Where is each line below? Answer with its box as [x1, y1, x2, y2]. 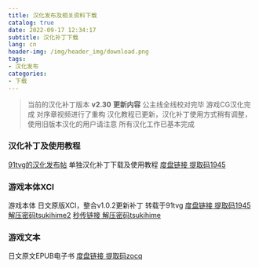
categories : [8, 70, 47, 78]
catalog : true [8, 19, 55, 27]
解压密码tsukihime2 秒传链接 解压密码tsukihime [8, 211, 161, 220]
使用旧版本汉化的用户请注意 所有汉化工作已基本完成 [27, 119, 195, 129]
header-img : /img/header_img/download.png [8, 48, 149, 56]
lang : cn [8, 41, 37, 49]
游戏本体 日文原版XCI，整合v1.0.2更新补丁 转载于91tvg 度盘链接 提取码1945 [8, 201, 251, 210]
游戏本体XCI [8, 181, 55, 192]
